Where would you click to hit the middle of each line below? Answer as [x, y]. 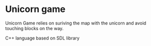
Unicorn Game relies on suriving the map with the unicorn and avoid [76, 23]
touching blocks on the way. [34, 28]
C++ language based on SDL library [42, 38]
